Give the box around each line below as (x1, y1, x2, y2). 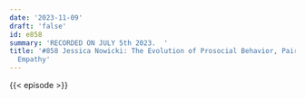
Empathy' (17, 55, 51, 64)
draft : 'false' (9, 22, 67, 31)
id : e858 (9, 30, 43, 39)
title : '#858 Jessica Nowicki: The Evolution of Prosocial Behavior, (9, 47, 279, 56)
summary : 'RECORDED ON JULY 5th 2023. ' (9, 38, 169, 48)
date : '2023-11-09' (9, 13, 84, 22)
